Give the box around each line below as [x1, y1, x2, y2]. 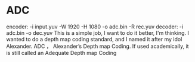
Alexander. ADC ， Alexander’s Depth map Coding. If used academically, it [6, 43, 189, 50]
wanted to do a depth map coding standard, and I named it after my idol [6, 35, 182, 43]
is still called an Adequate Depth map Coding [6, 49, 117, 56]
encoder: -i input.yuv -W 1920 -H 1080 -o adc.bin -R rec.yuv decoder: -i [6, 23, 184, 30]
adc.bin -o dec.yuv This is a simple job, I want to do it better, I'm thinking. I [6, 29, 190, 36]
